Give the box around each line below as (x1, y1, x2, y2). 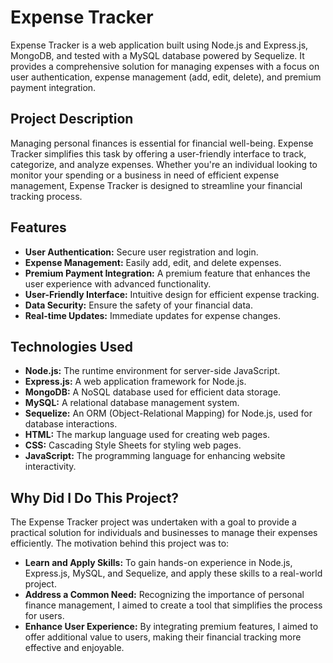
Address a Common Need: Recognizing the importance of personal (24, 589, 305, 601)
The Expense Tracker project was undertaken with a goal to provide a (10, 516, 297, 528)
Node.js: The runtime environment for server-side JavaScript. (24, 365, 281, 377)
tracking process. (10, 190, 83, 202)
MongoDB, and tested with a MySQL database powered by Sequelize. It (10, 49, 305, 61)
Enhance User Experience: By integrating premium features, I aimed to (24, 621, 319, 633)
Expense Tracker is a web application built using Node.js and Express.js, (10, 39, 309, 51)
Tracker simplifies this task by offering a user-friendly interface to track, (10, 147, 307, 160)
